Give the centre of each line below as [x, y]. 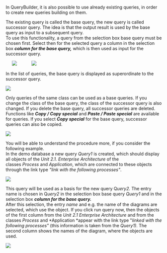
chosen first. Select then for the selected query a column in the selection [80, 43]
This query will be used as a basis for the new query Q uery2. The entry [79, 189]
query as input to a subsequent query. [45, 33]
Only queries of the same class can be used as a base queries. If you [76, 98]
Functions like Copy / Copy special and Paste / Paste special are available [83, 114]
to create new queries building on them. [46, 12]
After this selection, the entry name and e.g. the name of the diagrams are [82, 204]
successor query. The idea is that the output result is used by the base [78, 27]
